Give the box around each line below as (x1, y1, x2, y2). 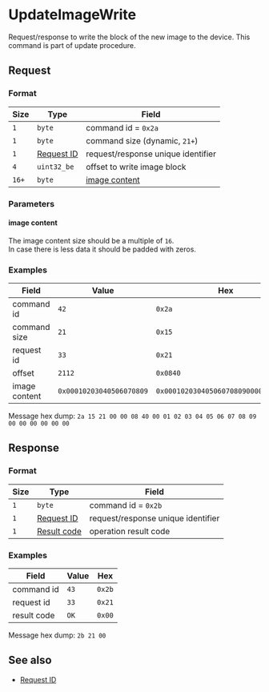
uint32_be (37, 162, 74, 171)
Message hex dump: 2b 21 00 (8, 630, 106, 640)
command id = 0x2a (85, 122, 159, 133)
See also (8, 654, 52, 667)
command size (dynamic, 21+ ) (85, 135, 199, 146)
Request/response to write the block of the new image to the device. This (8, 32, 251, 42)
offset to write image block (85, 161, 187, 172)
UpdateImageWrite (8, 6, 137, 24)
